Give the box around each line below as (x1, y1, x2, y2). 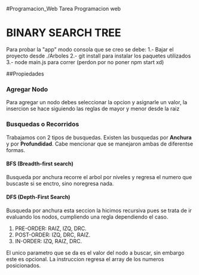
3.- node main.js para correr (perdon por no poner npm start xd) (6, 58, 164, 65)
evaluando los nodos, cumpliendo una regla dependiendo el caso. (6, 213, 169, 220)
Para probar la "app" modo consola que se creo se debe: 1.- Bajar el (6, 46, 174, 53)
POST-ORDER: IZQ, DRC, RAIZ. (14, 231, 91, 238)
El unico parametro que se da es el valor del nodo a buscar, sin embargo (6, 249, 185, 256)
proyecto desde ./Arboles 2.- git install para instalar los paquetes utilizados (6, 52, 191, 59)
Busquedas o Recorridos (6, 120, 79, 128)
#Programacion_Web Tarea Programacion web (6, 5, 121, 12)
